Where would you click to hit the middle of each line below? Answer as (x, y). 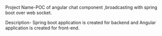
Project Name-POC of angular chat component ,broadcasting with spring (82, 7)
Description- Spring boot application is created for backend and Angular (80, 23)
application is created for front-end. (43, 28)
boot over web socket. (29, 13)
